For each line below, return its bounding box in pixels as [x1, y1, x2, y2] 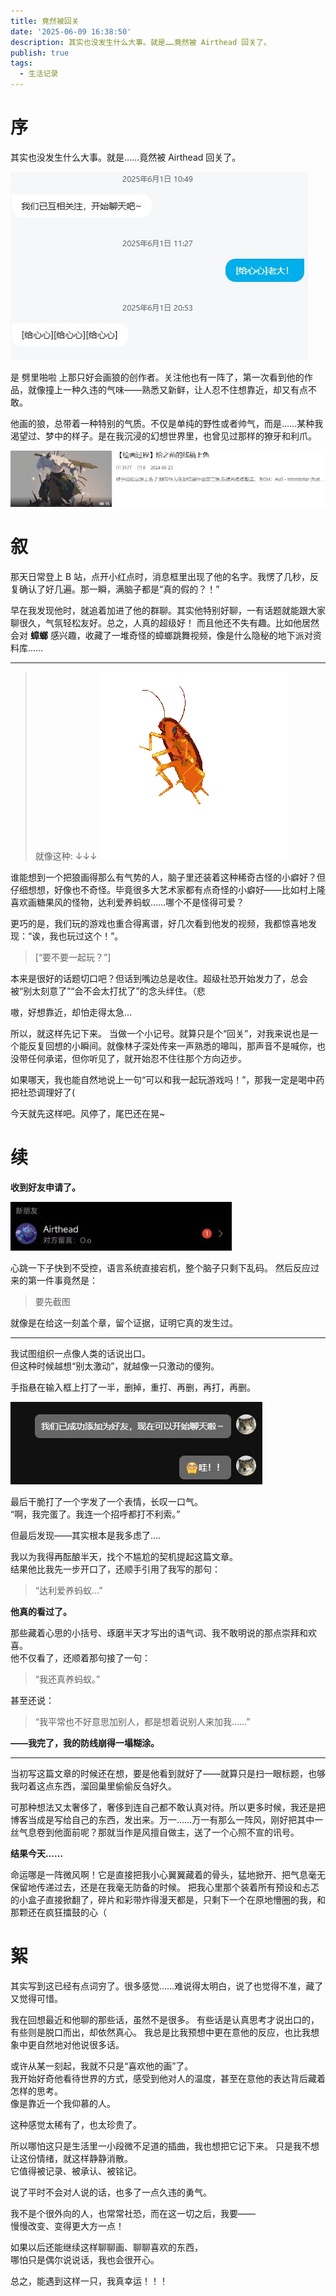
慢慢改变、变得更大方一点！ [10, 2220, 125, 2232]
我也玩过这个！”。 [49, 930, 124, 942]
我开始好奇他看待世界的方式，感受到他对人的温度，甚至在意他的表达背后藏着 [10, 2072, 326, 2084]
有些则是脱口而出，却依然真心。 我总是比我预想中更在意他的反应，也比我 [10, 2026, 311, 2038]
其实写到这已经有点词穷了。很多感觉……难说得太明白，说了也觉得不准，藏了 [10, 1980, 324, 1992]
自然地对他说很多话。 [36, 2038, 125, 2050]
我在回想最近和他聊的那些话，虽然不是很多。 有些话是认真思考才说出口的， [10, 2013, 320, 2025]
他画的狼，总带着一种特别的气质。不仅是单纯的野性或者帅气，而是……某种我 [10, 417, 324, 429]
